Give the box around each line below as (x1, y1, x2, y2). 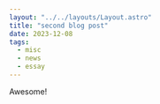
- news (17, 54, 42, 63)
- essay (17, 63, 46, 71)
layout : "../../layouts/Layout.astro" (9, 12, 152, 22)
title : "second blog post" (9, 21, 109, 30)
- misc (17, 46, 42, 55)
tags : (9, 37, 29, 47)
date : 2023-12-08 (9, 29, 73, 38)
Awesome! (9, 85, 48, 97)
